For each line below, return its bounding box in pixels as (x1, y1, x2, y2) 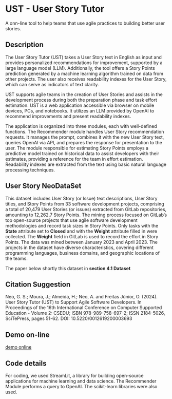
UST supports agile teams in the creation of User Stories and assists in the (5, 91, 163, 98)
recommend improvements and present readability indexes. (5, 113, 131, 119)
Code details (5, 359, 47, 368)
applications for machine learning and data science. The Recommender (5, 378, 157, 384)
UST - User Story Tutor (5, 3, 104, 15)
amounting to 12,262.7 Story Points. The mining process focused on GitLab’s (5, 212, 167, 218)
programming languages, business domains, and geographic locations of (5, 250, 160, 256)
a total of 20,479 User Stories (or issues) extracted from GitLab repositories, (5, 206, 167, 212)
